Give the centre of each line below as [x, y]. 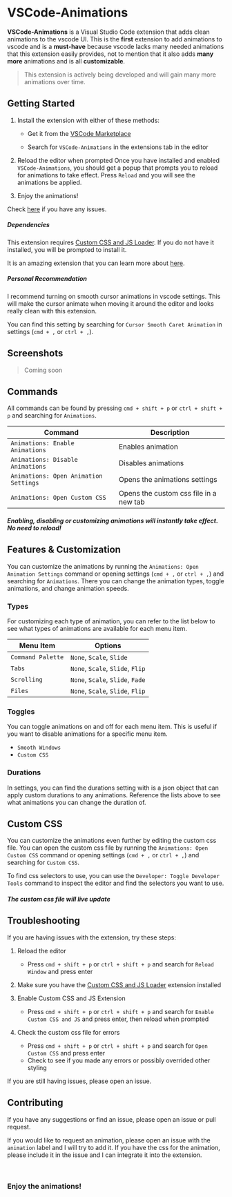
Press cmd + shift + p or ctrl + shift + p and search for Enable [120, 1011]
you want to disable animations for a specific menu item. [87, 734]
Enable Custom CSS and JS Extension [71, 998]
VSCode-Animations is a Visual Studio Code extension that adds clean [108, 32]
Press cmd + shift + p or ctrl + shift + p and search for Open [118, 1045]
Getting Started [41, 104]
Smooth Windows [39, 748]
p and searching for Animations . [52, 416]
